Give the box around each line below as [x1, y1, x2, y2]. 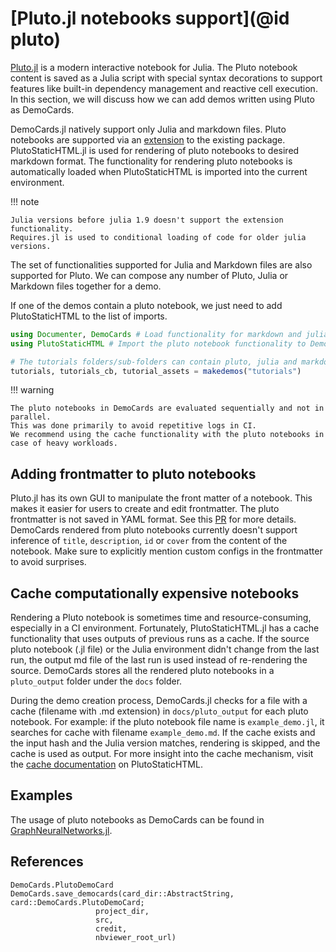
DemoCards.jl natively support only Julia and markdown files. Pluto [10, 123, 287, 135]
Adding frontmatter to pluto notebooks [10, 465, 257, 482]
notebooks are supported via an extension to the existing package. [10, 133, 286, 146]
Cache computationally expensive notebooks [10, 585, 300, 602]
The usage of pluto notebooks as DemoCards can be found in [10, 813, 265, 826]
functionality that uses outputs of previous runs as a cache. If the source [10, 633, 310, 645]
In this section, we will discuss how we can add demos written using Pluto [10, 93, 315, 105]
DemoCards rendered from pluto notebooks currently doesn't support [10, 524, 298, 536]
